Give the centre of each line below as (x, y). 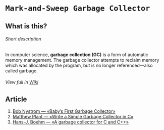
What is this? (26, 26)
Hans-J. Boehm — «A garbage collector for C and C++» (71, 122)
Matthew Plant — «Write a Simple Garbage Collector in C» (73, 117)
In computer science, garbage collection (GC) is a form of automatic (77, 55)
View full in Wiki (22, 82)
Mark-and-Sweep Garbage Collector (78, 8)
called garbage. (21, 71)
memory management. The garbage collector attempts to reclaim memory (82, 60)
